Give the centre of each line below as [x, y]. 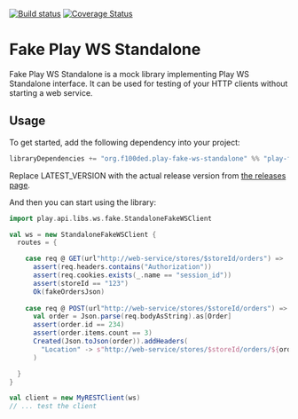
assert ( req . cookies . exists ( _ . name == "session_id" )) [132, 275]
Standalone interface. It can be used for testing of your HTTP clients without [149, 83]
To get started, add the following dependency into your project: [125, 142]
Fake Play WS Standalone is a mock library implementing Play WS [129, 74]
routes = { [37, 243]
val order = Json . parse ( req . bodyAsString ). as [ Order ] [132, 316]
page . [20, 185]
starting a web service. [51, 92]
